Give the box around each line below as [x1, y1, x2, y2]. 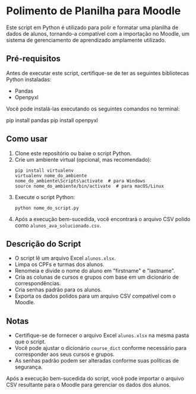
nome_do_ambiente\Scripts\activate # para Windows [14, 178, 146, 184]
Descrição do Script [6, 239, 81, 249]
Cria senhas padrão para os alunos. [14, 286, 102, 294]
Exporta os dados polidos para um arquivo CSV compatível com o [14, 292, 176, 300]
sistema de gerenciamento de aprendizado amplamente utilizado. [6, 36, 166, 43]
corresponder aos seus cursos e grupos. [14, 351, 115, 358]
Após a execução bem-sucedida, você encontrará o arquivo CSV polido [14, 215, 191, 222]
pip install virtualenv [14, 168, 74, 174]
